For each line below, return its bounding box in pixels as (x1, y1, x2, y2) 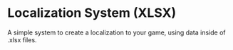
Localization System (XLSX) (7, 5, 177, 21)
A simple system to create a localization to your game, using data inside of (7, 28, 226, 37)
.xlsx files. (7, 35, 37, 44)
